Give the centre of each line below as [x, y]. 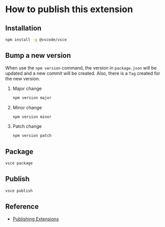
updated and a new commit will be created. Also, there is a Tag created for [83, 73]
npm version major [32, 98]
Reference [22, 207]
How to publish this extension [69, 9]
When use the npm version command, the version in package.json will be [81, 68]
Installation [23, 28]
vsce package [19, 164]
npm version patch [32, 136]
